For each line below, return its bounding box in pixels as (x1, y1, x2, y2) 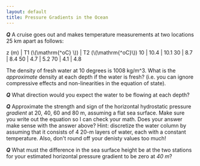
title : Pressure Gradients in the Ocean (6, 14, 109, 20)
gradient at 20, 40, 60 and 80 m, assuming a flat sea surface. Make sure (6, 109, 185, 116)
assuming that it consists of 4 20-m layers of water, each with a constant (6, 128, 187, 135)
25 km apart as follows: (6, 37, 64, 44)
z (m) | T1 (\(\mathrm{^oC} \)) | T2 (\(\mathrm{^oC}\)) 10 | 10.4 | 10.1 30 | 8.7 (6, 49, 193, 56)
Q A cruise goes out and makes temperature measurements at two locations (6, 31, 195, 38)
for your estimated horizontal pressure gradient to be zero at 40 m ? (6, 152, 172, 159)
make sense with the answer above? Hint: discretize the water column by (6, 122, 187, 129)
